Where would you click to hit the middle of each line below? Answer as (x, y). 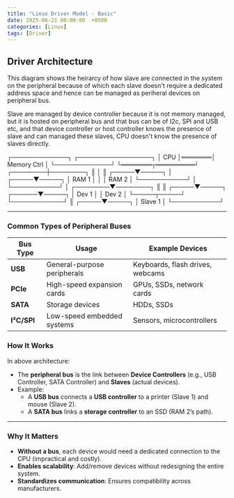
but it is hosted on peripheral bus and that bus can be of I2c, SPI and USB (113, 121)
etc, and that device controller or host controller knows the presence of (110, 129)
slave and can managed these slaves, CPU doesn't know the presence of (112, 136)
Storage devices (73, 305)
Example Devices (178, 248)
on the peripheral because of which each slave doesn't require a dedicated (115, 86)
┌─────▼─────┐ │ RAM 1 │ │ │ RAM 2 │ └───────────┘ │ (102, 179)
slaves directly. (29, 144)
